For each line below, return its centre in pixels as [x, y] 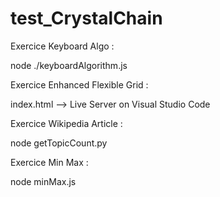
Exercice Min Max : [49, 162]
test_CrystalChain [86, 18]
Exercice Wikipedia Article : [66, 123]
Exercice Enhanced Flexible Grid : [79, 84]
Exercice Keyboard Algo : [62, 46]
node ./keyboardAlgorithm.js [69, 65]
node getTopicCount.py [59, 143]
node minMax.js [43, 181]
